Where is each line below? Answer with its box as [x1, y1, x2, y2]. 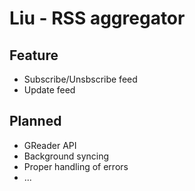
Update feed [23, 84, 76, 96]
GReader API [23, 139, 77, 151]
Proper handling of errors [23, 160, 129, 172]
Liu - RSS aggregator [9, 7, 186, 30]
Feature [9, 47, 59, 64]
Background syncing [23, 150, 110, 162]
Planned [9, 113, 62, 130]
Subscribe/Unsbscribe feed [23, 73, 138, 85]
